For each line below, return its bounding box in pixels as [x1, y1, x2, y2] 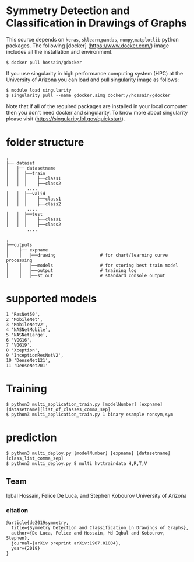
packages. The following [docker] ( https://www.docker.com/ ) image [6, 42, 170, 49]
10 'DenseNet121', [6, 357, 51, 363]
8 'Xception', [6, 347, 41, 353]
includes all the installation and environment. [6, 48, 113, 55]
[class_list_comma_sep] [6, 455, 64, 461]
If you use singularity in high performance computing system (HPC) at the [6, 70, 184, 77]
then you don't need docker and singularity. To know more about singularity [6, 109, 188, 116]
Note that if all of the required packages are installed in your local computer [6, 102, 188, 109]
